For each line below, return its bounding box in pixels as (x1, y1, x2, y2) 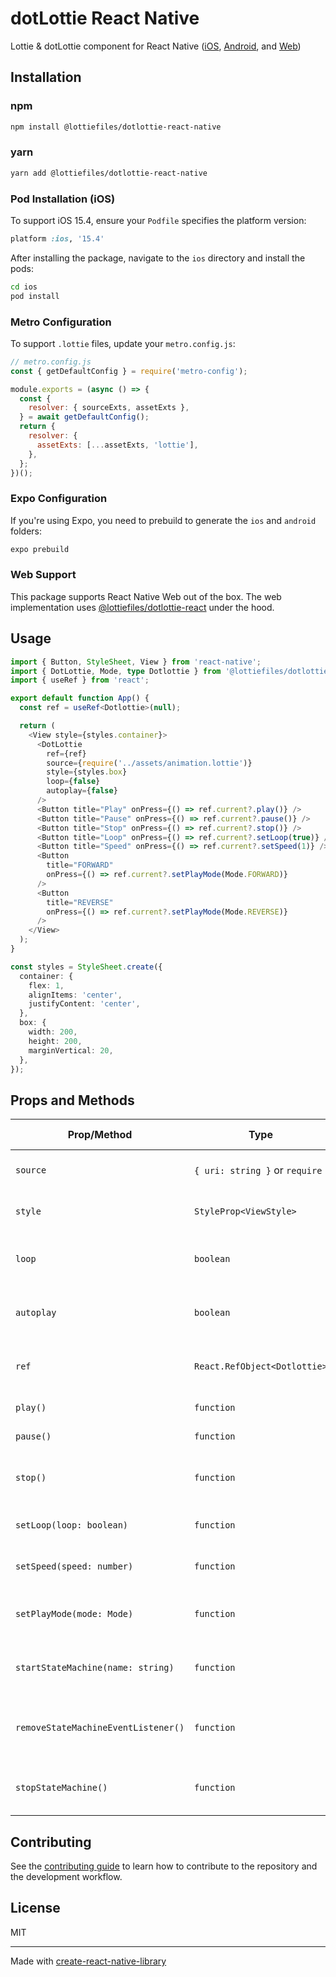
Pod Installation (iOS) (10, 192, 116, 206)
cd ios (10, 282, 38, 292)
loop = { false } (46, 777, 101, 787)
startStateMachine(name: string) (15, 1662, 175, 1674)
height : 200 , (28, 1036, 83, 1046)
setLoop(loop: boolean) (15, 1520, 129, 1531)
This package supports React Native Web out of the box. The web (10, 590, 282, 602)
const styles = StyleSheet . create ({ (10, 962, 163, 972)
